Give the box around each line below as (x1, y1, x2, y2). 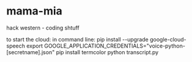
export (26, 42, 43, 49)
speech (6, 42, 26, 49)
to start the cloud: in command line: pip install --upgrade (6, 36, 149, 43)
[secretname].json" (6, 48, 55, 55)
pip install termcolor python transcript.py (56, 48, 159, 55)
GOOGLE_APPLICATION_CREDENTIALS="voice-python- (43, 42, 185, 49)
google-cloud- (149, 36, 186, 43)
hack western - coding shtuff (6, 24, 79, 31)
